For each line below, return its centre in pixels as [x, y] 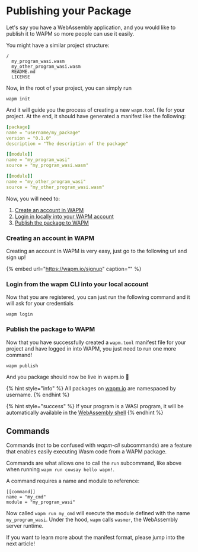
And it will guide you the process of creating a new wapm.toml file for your [96, 110]
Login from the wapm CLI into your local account [77, 284]
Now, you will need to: [33, 198]
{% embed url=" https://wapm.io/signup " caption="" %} [74, 269]
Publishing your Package [69, 11]
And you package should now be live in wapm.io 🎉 [68, 377]
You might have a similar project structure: [58, 45]
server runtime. [25, 526]
